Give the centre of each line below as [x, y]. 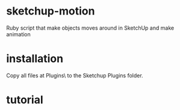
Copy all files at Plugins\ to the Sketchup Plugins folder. [75, 75]
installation [35, 59]
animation [19, 34]
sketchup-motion [51, 11]
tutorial [25, 100]
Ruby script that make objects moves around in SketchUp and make [90, 28]
